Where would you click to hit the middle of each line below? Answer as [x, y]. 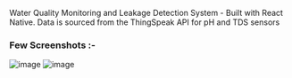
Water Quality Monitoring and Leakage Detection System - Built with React [146, 13]
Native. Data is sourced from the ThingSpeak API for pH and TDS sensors [145, 22]
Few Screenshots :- [53, 45]
